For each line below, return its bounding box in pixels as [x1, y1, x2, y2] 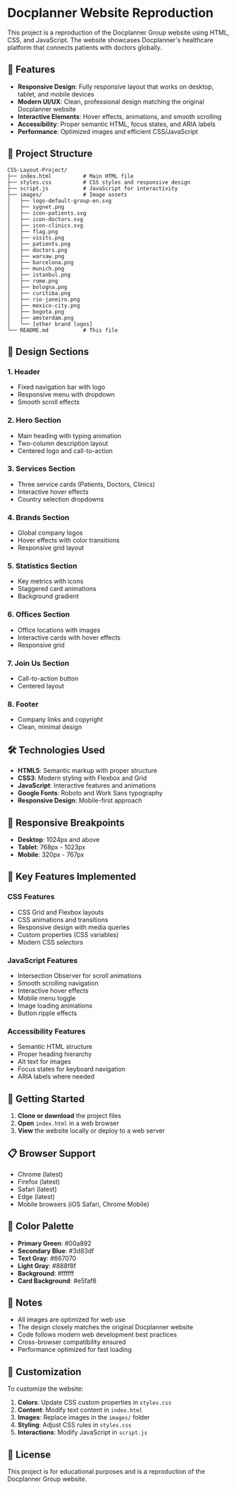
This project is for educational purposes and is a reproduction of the [7, 1467, 206, 1476]
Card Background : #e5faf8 [17, 1277, 97, 1285]
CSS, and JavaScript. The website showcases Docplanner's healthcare [7, 35, 213, 44]
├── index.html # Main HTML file [7, 173, 134, 180]
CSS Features [7, 892, 55, 902]
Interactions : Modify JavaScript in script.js [17, 1428, 148, 1436]
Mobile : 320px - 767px [17, 850, 85, 859]
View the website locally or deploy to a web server [17, 1126, 166, 1135]
